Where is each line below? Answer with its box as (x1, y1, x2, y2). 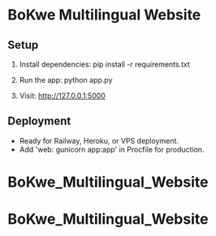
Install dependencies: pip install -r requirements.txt (19, 59, 190, 69)
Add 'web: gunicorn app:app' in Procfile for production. (19, 144, 205, 154)
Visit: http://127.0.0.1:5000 (19, 91, 106, 101)
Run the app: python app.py (19, 75, 113, 84)
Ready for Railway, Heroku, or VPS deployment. (19, 135, 179, 145)
